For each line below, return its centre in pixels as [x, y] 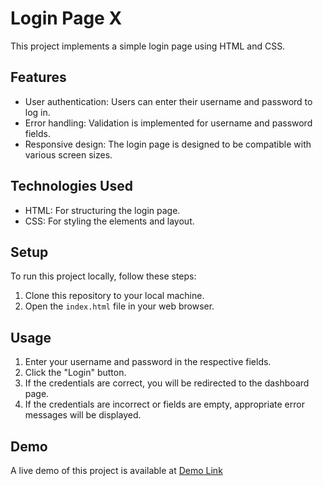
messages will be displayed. [83, 415]
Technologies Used [71, 186]
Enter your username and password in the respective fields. [148, 362]
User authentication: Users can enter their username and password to [168, 101]
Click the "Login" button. [75, 373]
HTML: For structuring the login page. [102, 210]
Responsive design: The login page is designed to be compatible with [168, 144]
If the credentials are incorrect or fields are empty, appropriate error [164, 404]
